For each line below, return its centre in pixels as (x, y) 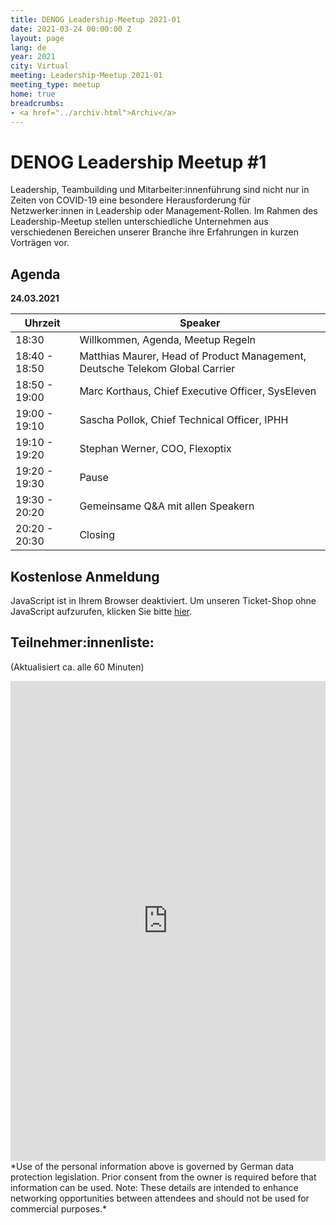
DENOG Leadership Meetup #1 (138, 162)
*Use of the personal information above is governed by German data (152, 1166)
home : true (33, 94)
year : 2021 (33, 57)
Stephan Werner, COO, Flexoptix (155, 449)
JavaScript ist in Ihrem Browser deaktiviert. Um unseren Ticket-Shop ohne (163, 600)
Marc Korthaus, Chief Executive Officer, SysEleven (198, 391)
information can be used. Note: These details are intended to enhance (154, 1187)
